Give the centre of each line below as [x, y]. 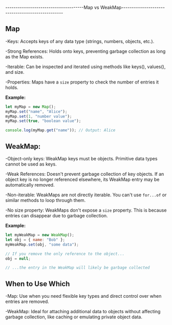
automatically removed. [30, 185]
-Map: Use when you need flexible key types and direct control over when [83, 296]
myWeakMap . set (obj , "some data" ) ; [42, 245]
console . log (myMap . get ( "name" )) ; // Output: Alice [60, 130]
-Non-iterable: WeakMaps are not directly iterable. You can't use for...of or [86, 195]
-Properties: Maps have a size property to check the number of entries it [82, 82]
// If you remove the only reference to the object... [65, 254]
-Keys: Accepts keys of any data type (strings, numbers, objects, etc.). [80, 41]
